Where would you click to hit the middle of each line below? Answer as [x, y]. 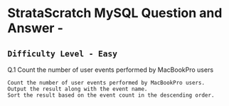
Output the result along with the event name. [78, 89]
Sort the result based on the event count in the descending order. [111, 95]
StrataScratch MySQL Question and [115, 13]
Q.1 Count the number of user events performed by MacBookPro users [111, 70]
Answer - [36, 28]
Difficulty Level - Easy [63, 53]
